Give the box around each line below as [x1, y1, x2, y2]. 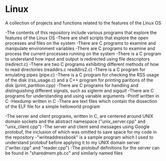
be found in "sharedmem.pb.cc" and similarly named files [5, 150, 123, 156]
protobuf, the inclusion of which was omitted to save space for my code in [5, 129, 157, 135]
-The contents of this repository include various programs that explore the [5, 29, 157, 35]
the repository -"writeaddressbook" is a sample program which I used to [5, 134, 154, 140]
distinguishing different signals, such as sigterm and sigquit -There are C [5, 87, 154, 93]
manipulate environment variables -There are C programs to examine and [5, 45, 155, 51]
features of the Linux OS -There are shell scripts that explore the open [5, 35, 149, 41]
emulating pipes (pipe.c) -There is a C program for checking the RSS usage [5, 72, 159, 78]
